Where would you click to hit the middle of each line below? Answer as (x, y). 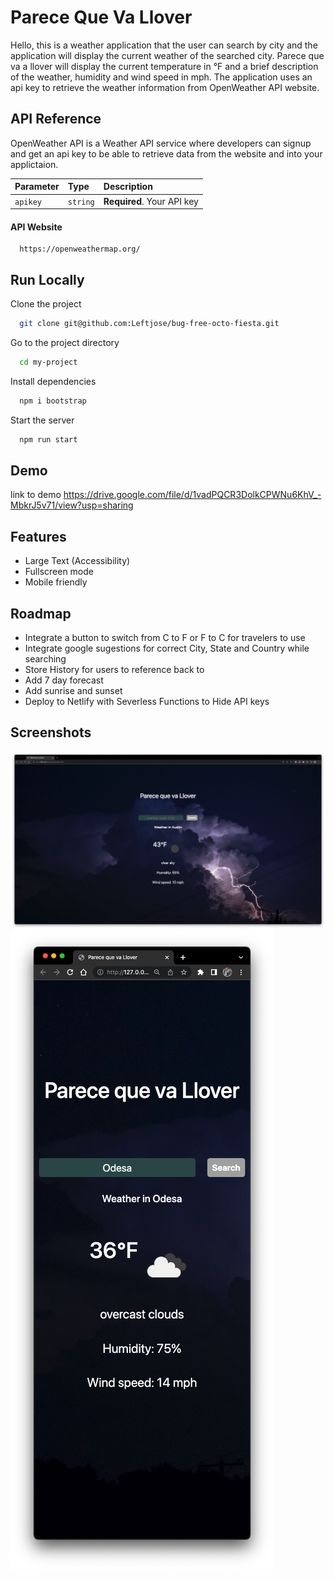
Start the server (42, 420)
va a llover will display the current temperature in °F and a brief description (164, 66)
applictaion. (34, 164)
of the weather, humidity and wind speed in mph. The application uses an (161, 77)
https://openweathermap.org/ (80, 249)
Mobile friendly (56, 582)
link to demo (36, 495)
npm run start (48, 439)
